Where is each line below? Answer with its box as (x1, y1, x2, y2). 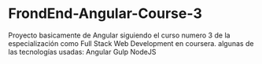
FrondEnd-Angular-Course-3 (8, 5, 202, 23)
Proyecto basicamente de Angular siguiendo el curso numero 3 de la (8, 30, 231, 40)
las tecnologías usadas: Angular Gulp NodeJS (8, 47, 157, 56)
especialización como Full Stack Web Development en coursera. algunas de (8, 38, 254, 48)
